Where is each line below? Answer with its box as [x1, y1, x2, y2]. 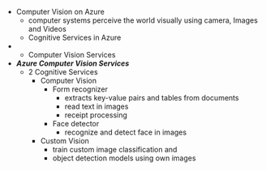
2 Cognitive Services [28, 67, 99, 76]
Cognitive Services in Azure [28, 32, 122, 42]
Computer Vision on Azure [15, 7, 105, 16]
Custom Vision [40, 136, 89, 145]
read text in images [64, 101, 129, 111]
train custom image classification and [52, 145, 178, 154]
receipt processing [64, 110, 128, 120]
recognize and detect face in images [64, 127, 187, 137]
